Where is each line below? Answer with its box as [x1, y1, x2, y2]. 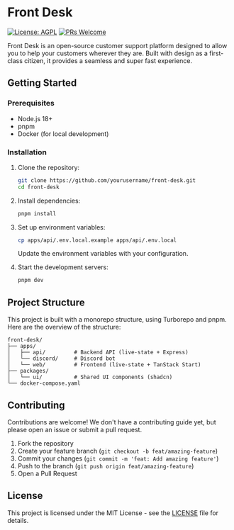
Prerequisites [7, 98, 55, 108]
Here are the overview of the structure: [7, 323, 121, 332]
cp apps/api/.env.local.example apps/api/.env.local [17, 237, 177, 244]
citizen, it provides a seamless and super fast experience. [23, 56, 193, 64]
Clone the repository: [17, 163, 80, 171]
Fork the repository [17, 439, 74, 447]
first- [208, 49, 224, 57]
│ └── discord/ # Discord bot [7, 355, 116, 362]
